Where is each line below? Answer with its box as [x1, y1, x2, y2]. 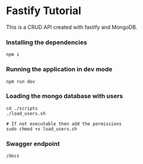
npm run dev [6, 78, 35, 85]
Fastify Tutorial [6, 4, 81, 18]
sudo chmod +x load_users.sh [6, 126, 77, 132]
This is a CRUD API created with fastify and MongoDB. [6, 24, 138, 31]
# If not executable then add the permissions [6, 121, 122, 127]
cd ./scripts [6, 105, 38, 111]
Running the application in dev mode [6, 65, 113, 73]
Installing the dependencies [6, 38, 87, 46]
